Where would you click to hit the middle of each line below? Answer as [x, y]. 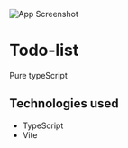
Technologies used [64, 104]
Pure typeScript [38, 75]
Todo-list [44, 51]
